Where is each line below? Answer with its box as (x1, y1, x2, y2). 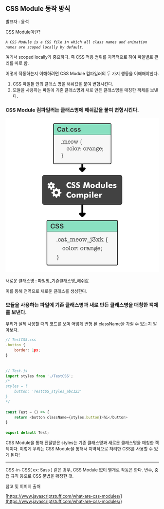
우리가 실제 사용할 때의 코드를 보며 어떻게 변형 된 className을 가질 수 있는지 (5, 321, 152, 327)
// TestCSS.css (5, 337, 36, 342)
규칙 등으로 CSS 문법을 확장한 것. (10, 473, 74, 479)
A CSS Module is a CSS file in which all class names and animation (5, 40, 147, 44)
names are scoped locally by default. (5, 44, 84, 50)
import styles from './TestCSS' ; (5, 374, 73, 378)
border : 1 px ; (14, 348, 41, 353)
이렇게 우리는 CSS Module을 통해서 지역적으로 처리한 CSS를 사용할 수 (19, 446, 153, 452)
